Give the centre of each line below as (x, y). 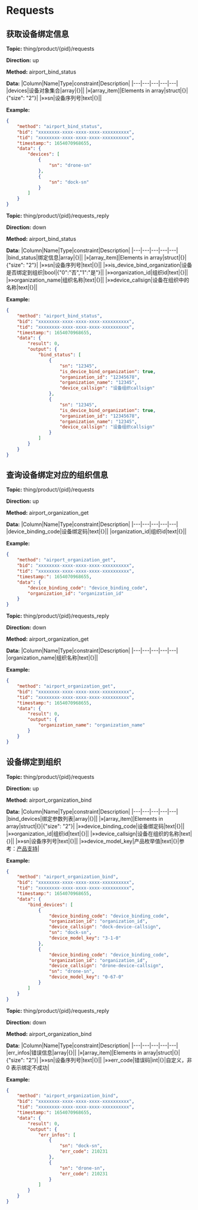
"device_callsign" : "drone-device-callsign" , (106, 966)
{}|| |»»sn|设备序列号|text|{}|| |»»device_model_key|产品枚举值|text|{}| (93, 841)
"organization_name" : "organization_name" (92, 725)
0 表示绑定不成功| (28, 1067)
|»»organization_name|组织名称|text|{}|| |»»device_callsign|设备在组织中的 (98, 280)
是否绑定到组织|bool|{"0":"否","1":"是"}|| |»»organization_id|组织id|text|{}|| (97, 272)
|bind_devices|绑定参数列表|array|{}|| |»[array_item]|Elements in (85, 818)
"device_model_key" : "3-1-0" (85, 938)
